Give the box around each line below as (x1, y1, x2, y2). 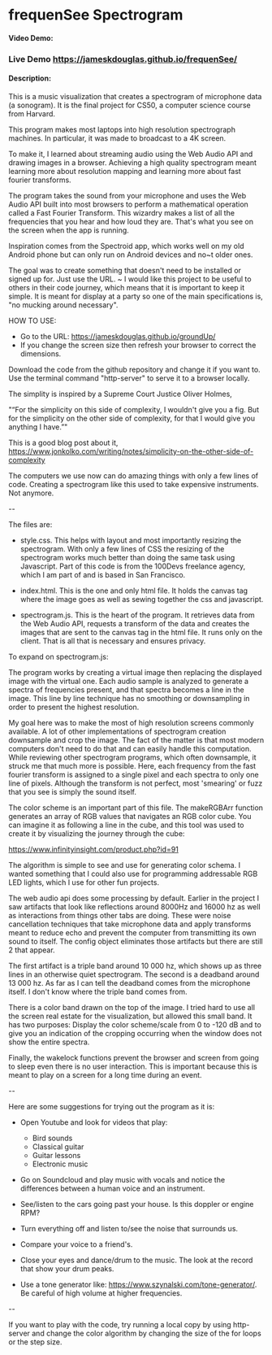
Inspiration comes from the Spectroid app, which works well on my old (8, 241, 244, 251)
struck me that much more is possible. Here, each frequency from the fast (8, 760, 257, 770)
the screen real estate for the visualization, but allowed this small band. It (8, 1011, 253, 1021)
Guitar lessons (32, 1150, 81, 1160)
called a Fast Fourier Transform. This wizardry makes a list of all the (8, 207, 235, 217)
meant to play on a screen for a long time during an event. (8, 1070, 202, 1079)
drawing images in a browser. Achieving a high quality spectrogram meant (8, 157, 257, 168)
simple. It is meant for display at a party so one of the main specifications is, (8, 291, 264, 301)
